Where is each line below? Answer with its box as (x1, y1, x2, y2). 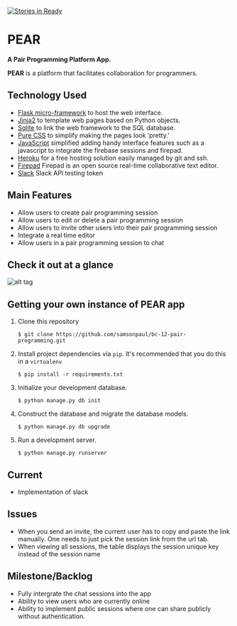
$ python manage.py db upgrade (17, 423, 111, 431)
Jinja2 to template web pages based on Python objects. (17, 116, 181, 124)
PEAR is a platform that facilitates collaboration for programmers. (7, 68, 198, 77)
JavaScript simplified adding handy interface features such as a (17, 139, 204, 147)
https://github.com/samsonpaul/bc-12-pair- (55, 331, 187, 338)
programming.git (17, 338, 66, 345)
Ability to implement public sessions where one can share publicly (17, 604, 211, 612)
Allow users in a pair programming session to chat (17, 238, 165, 247)
